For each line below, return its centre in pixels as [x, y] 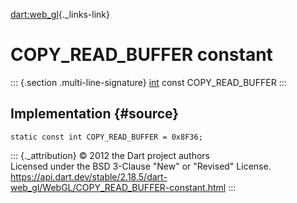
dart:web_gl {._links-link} [60, 14]
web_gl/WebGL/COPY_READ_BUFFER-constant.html [118, 187]
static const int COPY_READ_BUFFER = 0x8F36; [106, 137]
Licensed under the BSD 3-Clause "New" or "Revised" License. [141, 166]
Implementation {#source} [95, 114]
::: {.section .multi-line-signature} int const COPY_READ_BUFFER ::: [148, 82]
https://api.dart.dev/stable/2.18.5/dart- [89, 176]
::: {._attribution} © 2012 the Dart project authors [110, 155]
